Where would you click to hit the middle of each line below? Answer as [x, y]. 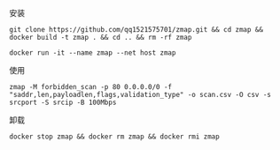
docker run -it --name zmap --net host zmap [93, 53]
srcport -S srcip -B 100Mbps [63, 102]
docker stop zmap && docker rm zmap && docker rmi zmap [114, 137]
